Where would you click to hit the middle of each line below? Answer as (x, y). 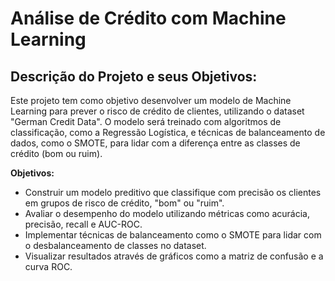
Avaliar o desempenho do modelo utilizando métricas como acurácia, (167, 213)
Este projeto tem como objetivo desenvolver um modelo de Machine (151, 100)
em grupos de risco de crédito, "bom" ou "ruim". (124, 203)
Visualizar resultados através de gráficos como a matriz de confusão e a (174, 256)
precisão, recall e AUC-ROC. (83, 224)
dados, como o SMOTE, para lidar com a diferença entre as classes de (155, 143)
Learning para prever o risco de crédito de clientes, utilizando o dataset (157, 111)
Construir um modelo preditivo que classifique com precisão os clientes (173, 192)
